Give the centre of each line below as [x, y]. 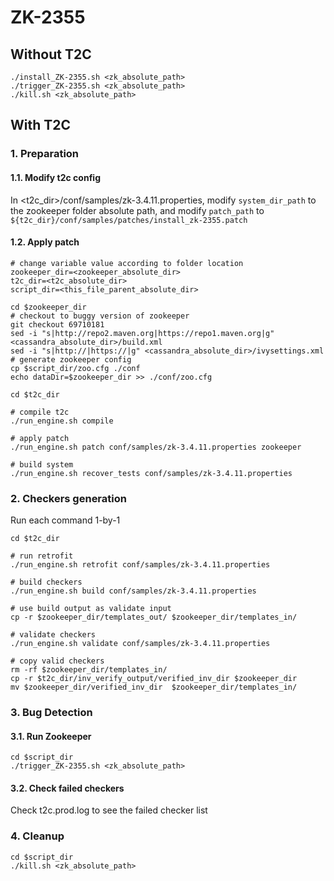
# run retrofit [42, 556]
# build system [42, 464]
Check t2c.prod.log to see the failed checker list [109, 810]
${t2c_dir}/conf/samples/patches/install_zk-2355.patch [129, 220]
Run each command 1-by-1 [65, 520]
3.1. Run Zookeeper [51, 736]
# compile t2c [40, 412]
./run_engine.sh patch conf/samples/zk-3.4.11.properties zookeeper [156, 447]
